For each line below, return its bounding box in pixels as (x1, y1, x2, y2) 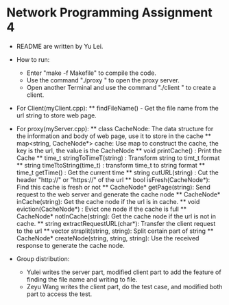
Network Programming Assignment (6, 5, 213, 21)
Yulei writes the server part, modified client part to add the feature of (26, 268, 221, 276)
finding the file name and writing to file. (26, 275, 138, 283)
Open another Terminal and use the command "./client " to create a (26, 83, 217, 91)
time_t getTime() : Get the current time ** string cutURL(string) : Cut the (16, 168, 219, 177)
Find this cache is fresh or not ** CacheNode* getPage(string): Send (16, 183, 210, 191)
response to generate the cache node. (16, 241, 125, 249)
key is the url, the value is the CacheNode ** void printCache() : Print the (16, 146, 222, 155)
